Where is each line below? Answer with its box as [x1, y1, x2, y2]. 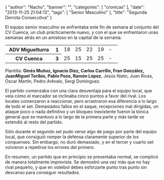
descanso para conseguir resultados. [5, 170, 80, 175]
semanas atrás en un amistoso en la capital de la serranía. [5, 34, 122, 40]
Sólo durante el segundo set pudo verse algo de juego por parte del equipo [5, 129, 157, 134]
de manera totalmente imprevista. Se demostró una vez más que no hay [5, 159, 150, 165]
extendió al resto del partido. [5, 119, 63, 125]
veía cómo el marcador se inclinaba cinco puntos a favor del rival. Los [5, 93, 146, 99]
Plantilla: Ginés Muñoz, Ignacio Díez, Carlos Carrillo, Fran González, [5, 68, 144, 73]
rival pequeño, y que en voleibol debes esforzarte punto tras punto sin [5, 164, 147, 170]
